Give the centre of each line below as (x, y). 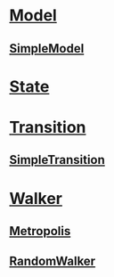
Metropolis (40, 231)
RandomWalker (53, 261)
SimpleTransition (57, 160)
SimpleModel (47, 49)
